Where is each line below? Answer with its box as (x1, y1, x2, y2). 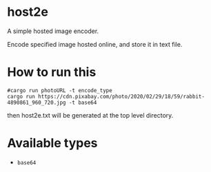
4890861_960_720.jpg (7, 99, 67, 106)
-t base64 (68, 99, 97, 106)
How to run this (7, 65, 97, 80)
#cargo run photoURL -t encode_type (7, 87, 112, 94)
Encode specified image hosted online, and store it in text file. (7, 40, 183, 48)
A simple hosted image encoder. (7, 27, 99, 35)
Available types (7, 136, 98, 151)
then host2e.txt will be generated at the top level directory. (7, 111, 174, 119)
